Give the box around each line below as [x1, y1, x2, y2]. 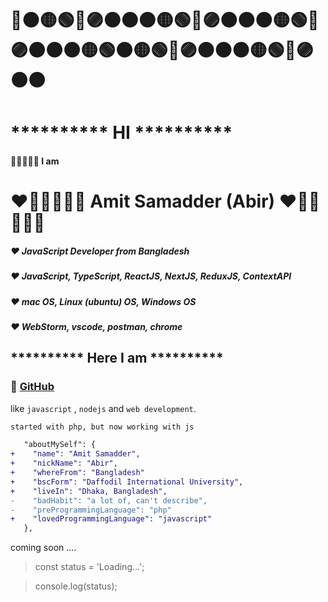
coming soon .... [10, 542, 77, 554]
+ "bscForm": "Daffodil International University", [10, 477, 244, 487]
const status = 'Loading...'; [34, 561, 145, 573]
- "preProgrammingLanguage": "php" [10, 505, 172, 515]
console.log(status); [34, 580, 118, 592]
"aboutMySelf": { [23, 440, 97, 450]
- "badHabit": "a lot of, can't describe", [10, 495, 208, 506]
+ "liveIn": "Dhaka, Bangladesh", [10, 486, 168, 496]
